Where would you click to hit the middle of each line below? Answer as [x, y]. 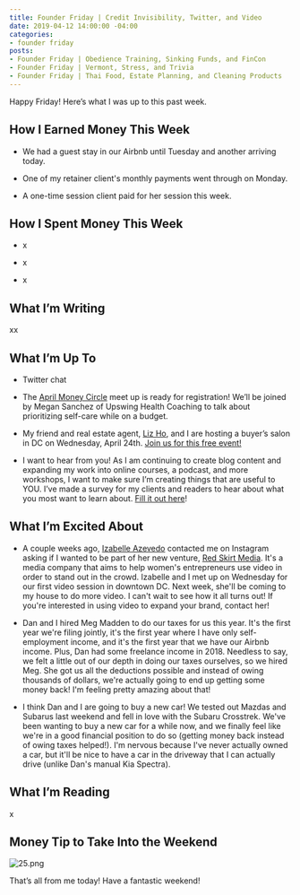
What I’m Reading [60, 792]
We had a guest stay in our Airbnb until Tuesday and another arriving [149, 151]
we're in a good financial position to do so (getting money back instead [153, 735]
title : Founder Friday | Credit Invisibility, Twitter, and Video [136, 17]
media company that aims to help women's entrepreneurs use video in [152, 567]
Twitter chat [44, 379]
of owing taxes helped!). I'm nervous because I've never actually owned [155, 744]
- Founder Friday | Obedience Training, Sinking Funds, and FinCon [138, 59]
